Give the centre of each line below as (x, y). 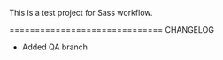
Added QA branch (55, 47)
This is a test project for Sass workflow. (81, 13)
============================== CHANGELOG (112, 30)
